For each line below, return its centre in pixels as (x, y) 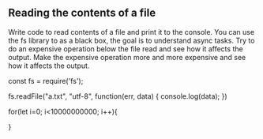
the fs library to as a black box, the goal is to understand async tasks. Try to (131, 40)
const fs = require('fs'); (46, 81)
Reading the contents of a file (82, 13)
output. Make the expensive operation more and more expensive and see (127, 57)
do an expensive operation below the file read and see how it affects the (126, 49)
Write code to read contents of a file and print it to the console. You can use (131, 32)
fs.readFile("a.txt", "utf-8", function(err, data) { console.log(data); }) (118, 96)
